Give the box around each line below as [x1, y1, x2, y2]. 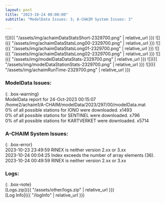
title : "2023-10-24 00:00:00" [5, 12, 68, 17]
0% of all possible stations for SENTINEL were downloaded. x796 [5, 112, 140, 118]
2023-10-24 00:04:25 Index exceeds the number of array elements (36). [5, 152, 155, 158]
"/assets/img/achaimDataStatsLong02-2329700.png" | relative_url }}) [11, 51, 155, 57]
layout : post [5, 7, 32, 13]
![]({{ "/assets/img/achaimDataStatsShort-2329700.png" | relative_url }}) [5, 35, 154, 41]
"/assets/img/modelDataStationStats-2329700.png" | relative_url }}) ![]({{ [5, 61, 156, 68]
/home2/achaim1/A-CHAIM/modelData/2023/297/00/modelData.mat [5, 101, 146, 108]
